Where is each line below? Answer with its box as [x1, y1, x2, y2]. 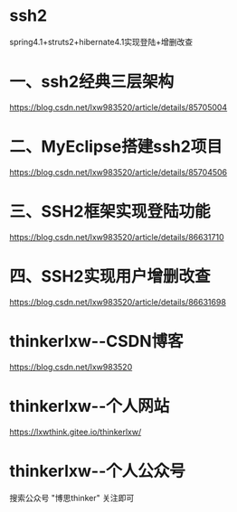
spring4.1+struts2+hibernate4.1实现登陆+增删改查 [9, 36, 194, 47]
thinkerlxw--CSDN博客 [9, 330, 184, 351]
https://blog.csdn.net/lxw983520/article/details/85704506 [9, 166, 228, 177]
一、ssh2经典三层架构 [9, 71, 175, 92]
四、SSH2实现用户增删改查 [9, 265, 211, 286]
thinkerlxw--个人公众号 [9, 461, 185, 481]
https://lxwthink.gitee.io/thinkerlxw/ [9, 426, 142, 437]
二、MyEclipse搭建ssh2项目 [9, 136, 223, 157]
